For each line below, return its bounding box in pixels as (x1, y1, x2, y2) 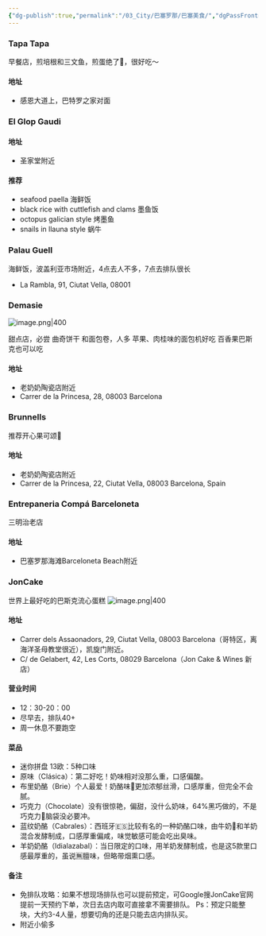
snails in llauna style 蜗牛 (19, 224, 102, 234)
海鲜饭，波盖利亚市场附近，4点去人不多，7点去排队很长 (8, 264, 191, 273)
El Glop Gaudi (8, 116, 61, 127)
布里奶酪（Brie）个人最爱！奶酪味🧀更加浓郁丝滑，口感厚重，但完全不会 (19, 782, 254, 791)
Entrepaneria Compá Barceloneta (8, 498, 140, 509)
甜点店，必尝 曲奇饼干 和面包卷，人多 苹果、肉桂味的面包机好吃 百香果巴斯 (8, 335, 253, 344)
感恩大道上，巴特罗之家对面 (19, 96, 111, 106)
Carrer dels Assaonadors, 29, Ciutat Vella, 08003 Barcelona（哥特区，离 (19, 634, 258, 644)
